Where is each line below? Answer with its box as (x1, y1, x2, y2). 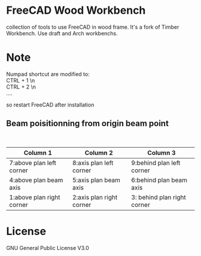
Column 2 (84, 148, 114, 157)
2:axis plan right (72, 193, 118, 201)
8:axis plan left (72, 159, 114, 167)
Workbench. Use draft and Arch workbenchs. (6, 29, 118, 36)
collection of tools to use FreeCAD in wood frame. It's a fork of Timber (6, 23, 179, 31)
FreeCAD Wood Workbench (6, 4, 146, 17)
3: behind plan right (131, 193, 187, 201)
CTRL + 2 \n (6, 83, 36, 90)
